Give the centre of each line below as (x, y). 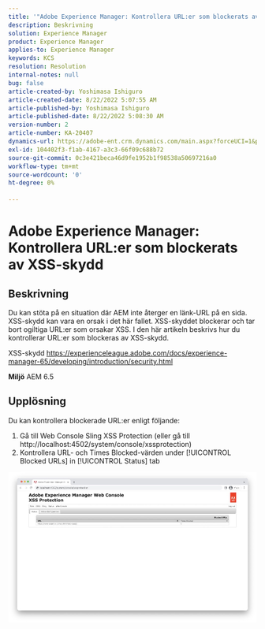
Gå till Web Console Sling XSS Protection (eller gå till (105, 435)
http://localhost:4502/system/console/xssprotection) (105, 444)
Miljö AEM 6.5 (31, 377)
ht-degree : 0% (32, 183)
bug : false (26, 83)
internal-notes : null (44, 75)
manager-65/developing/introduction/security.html (91, 361)
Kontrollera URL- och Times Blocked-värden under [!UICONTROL (125, 452)
